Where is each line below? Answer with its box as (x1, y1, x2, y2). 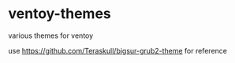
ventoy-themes (8, 5, 112, 23)
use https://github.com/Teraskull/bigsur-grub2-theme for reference (8, 46, 227, 55)
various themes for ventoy (8, 31, 94, 40)
